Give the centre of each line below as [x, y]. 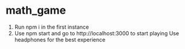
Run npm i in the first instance [51, 27]
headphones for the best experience [60, 39]
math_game [36, 10]
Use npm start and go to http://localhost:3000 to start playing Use [97, 33]
